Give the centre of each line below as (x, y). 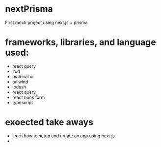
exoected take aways (49, 122)
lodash (19, 87)
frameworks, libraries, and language (80, 42)
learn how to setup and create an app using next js (64, 136)
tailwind (20, 82)
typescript (23, 102)
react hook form (28, 97)
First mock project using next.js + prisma (46, 22)
